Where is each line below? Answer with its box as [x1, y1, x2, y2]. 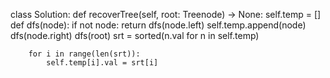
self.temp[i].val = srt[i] [46, 58, 159, 68]
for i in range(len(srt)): [28, 49, 141, 59]
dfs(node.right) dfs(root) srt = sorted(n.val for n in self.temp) [10, 30, 260, 41]
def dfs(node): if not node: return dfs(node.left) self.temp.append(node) [10, 19, 307, 31]
